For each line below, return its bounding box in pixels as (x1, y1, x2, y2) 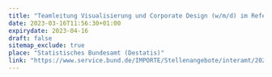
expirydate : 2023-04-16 (8, 26, 89, 34)
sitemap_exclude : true (8, 42, 85, 50)
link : (8, 57, 27, 65)
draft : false (8, 34, 53, 43)
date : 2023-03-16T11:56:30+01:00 (8, 19, 121, 27)
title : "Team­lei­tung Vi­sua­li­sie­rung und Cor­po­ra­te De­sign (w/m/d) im (8, 11, 249, 20)
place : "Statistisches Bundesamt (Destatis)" (8, 49, 164, 57)
